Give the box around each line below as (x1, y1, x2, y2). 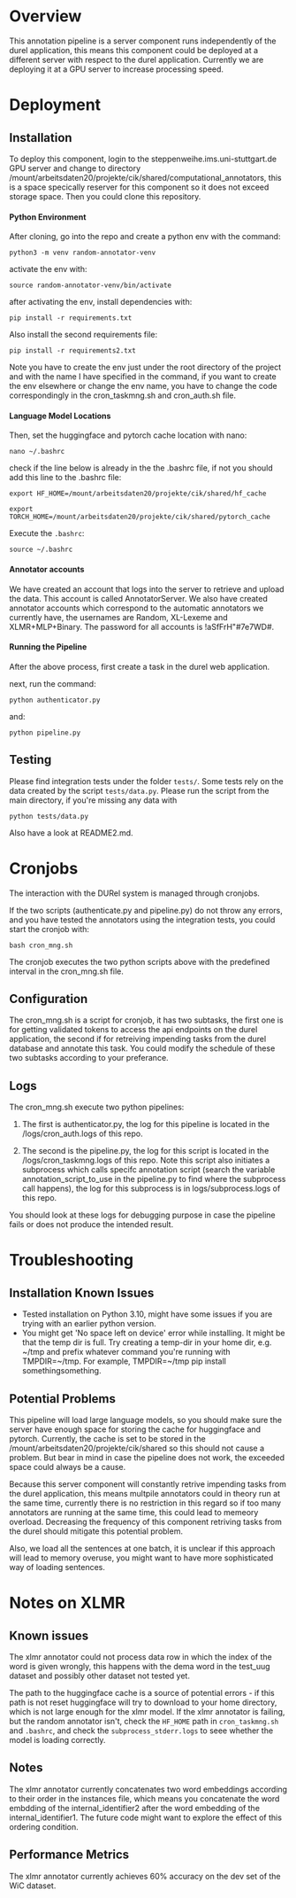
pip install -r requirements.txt (9, 314, 133, 323)
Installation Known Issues (9, 1285, 155, 1300)
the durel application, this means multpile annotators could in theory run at (9, 1488, 281, 1498)
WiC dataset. (9, 1880, 57, 1891)
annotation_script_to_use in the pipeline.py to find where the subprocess (21, 1174, 286, 1185)
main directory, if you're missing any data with (9, 795, 178, 805)
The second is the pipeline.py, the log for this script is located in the (21, 1146, 269, 1156)
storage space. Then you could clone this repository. (9, 191, 201, 201)
